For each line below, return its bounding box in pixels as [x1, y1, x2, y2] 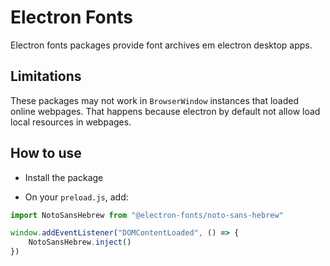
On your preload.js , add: [24, 191, 129, 203]
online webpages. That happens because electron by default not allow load [10, 105, 321, 117]
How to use [10, 145, 82, 162]
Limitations [10, 68, 82, 85]
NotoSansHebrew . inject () [28, 237, 132, 248]
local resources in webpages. [10, 116, 132, 128]
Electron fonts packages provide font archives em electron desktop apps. [10, 39, 313, 51]
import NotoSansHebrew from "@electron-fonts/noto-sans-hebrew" [10, 210, 284, 220]
